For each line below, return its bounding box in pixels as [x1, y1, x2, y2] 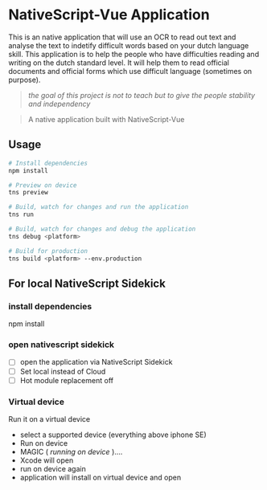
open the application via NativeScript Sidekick [19, 357, 173, 367]
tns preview [8, 189, 48, 197]
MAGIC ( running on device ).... [19, 447, 123, 456]
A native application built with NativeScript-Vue [27, 114, 185, 124]
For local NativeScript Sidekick [8, 276, 166, 290]
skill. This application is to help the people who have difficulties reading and [8, 49, 260, 59]
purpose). [8, 75, 41, 84]
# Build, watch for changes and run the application [8, 203, 189, 211]
